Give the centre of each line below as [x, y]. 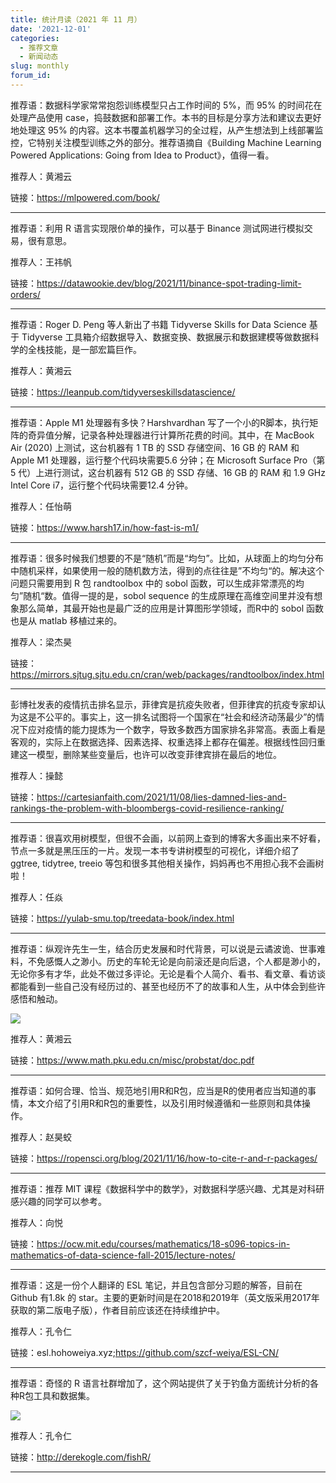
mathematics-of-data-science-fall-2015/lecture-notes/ [123, 1255]
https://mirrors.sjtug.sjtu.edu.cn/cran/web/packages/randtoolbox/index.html [167, 674]
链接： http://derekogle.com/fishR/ [80, 1457]
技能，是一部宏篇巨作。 [93, 349]
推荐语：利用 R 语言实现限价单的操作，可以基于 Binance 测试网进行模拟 [157, 228]
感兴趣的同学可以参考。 [58, 1201]
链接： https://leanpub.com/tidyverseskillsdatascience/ [123, 392]
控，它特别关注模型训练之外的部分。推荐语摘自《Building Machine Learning [166, 142]
